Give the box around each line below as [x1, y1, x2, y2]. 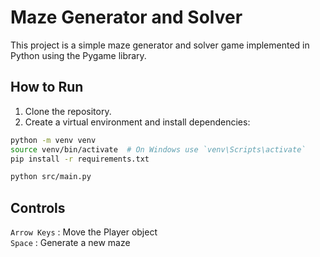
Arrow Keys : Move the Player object [10, 226, 158, 238]
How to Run [10, 79, 84, 96]
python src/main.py [10, 172, 92, 182]
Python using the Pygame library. [10, 49, 147, 61]
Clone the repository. [24, 105, 112, 117]
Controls [10, 199, 66, 216]
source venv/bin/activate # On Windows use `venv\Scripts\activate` [10, 144, 307, 155]
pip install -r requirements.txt [10, 154, 150, 164]
